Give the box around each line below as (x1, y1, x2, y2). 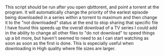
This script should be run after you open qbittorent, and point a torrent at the (5, 4, 160, 10)
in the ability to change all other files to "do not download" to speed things (5, 30, 155, 36)
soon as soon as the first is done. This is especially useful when (5, 40, 134, 46)
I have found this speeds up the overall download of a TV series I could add (5, 25, 158, 31)
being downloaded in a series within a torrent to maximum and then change (5, 15, 158, 20)
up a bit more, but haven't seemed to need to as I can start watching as (5, 35, 149, 41)
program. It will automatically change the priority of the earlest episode (5, 9, 148, 15)
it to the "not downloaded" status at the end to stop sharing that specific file (5, 19, 158, 25)
